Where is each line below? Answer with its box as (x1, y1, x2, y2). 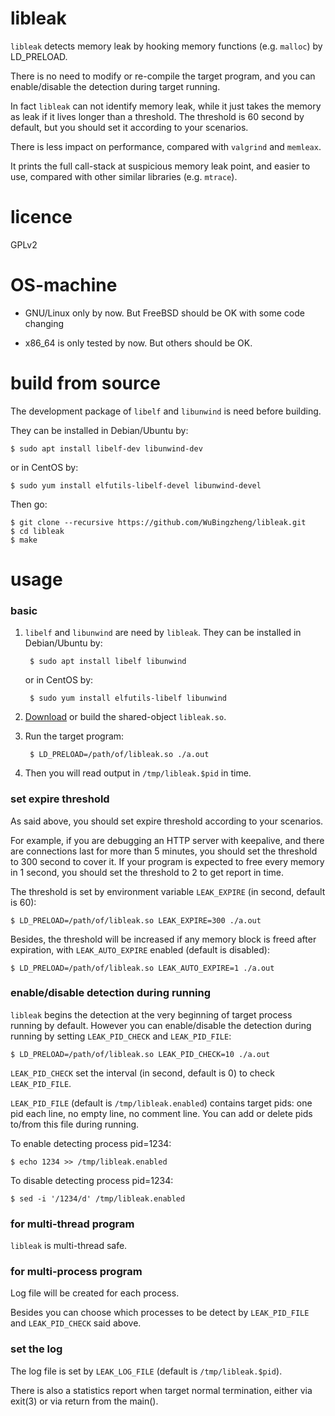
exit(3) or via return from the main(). (10, 1395, 159, 1407)
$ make (10, 535, 38, 545)
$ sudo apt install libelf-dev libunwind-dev (10, 443, 203, 454)
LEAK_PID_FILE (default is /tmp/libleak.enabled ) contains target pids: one (10, 1097, 313, 1109)
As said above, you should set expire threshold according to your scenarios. (10, 815, 324, 827)
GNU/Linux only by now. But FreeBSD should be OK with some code (24, 307, 305, 319)
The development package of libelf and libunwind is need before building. (10, 405, 322, 417)
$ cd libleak (10, 526, 65, 536)
